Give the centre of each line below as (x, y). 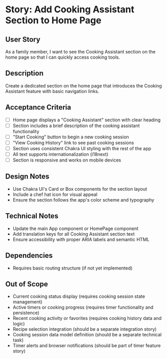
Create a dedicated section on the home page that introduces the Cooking (84, 85)
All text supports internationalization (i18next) (60, 154)
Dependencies (29, 256)
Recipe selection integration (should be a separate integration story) (85, 329)
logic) (19, 324)
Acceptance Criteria (38, 107)
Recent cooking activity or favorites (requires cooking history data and (87, 318)
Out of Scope (27, 284)
